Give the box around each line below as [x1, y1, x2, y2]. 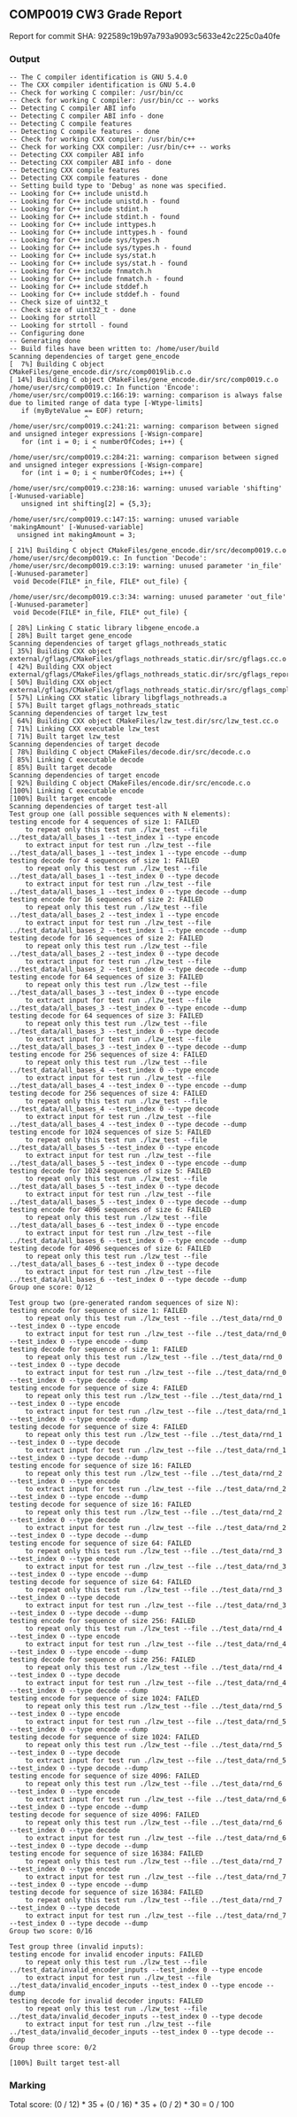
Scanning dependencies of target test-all [9, 802, 168, 811]
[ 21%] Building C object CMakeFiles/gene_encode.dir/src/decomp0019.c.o [9, 546, 287, 555]
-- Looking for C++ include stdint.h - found [9, 213, 179, 222]
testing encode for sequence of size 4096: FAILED [9, 1772, 200, 1781]
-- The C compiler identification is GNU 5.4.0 [9, 73, 188, 82]
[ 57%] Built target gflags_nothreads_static [9, 701, 179, 710]
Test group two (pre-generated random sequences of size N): [9, 1299, 240, 1308]
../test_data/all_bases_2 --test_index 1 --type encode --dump [9, 926, 247, 935]
